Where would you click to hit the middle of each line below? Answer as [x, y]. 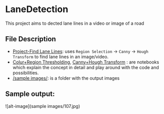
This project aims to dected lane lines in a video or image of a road [75, 23]
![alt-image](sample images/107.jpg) [43, 106]
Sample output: [30, 94]
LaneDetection [37, 9]
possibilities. [26, 73]
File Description [31, 39]
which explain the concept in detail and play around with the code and [86, 67]
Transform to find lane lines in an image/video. [60, 56]
